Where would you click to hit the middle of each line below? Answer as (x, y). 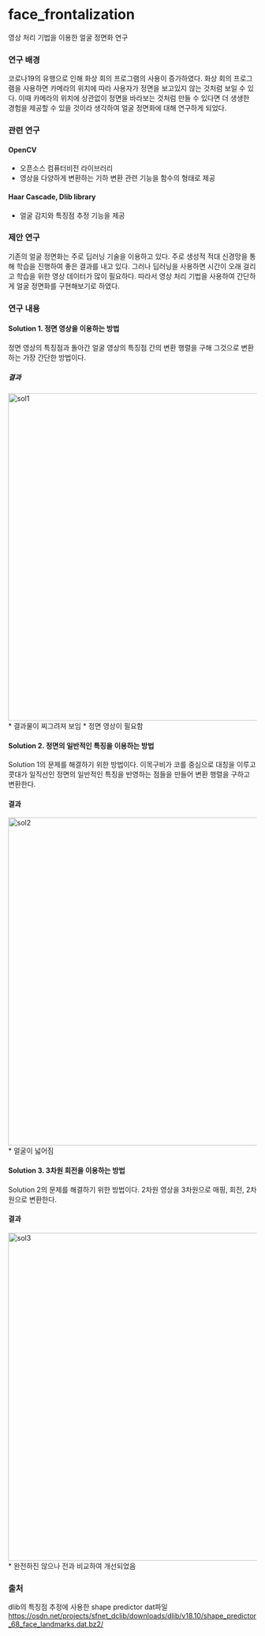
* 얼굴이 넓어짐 (31, 1151)
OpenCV (22, 150)
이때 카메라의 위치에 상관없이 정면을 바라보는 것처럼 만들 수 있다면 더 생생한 (134, 98)
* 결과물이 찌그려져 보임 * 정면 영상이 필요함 (76, 726)
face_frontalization (72, 15)
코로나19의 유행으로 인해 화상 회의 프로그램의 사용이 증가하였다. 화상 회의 (120, 79)
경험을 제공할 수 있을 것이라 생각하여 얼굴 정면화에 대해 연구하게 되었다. (118, 108)
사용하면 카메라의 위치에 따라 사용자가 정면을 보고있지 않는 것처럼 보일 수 (134, 88)
